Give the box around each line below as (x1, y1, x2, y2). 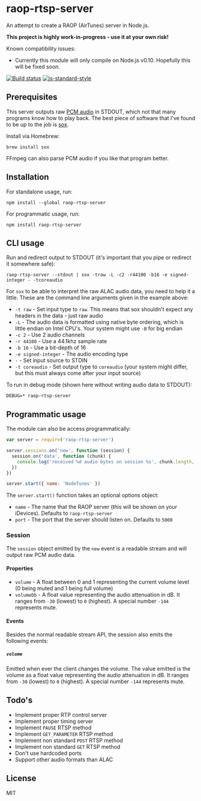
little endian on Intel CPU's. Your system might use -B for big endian (14, 325, 183, 332)
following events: (6, 638, 49, 645)
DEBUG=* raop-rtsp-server (6, 393, 71, 399)
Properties (6, 565, 34, 572)
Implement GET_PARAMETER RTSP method (14, 730, 113, 737)
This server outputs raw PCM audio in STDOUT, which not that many (6, 108, 176, 115)
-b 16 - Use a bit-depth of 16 (14, 344, 86, 352)
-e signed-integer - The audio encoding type (14, 350, 128, 358)
